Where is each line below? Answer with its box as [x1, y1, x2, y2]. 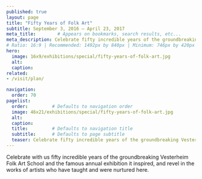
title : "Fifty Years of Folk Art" [6, 20, 93, 26]
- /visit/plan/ [6, 76, 44, 82]
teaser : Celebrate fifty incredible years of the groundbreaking [11, 137, 179, 143]
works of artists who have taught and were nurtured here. [6, 166, 149, 173]
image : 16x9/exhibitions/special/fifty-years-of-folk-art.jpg [11, 53, 171, 59]
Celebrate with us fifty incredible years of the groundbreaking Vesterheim [6, 153, 189, 160]
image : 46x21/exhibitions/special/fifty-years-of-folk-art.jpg [11, 109, 173, 115]
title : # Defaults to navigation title [11, 126, 133, 132]
